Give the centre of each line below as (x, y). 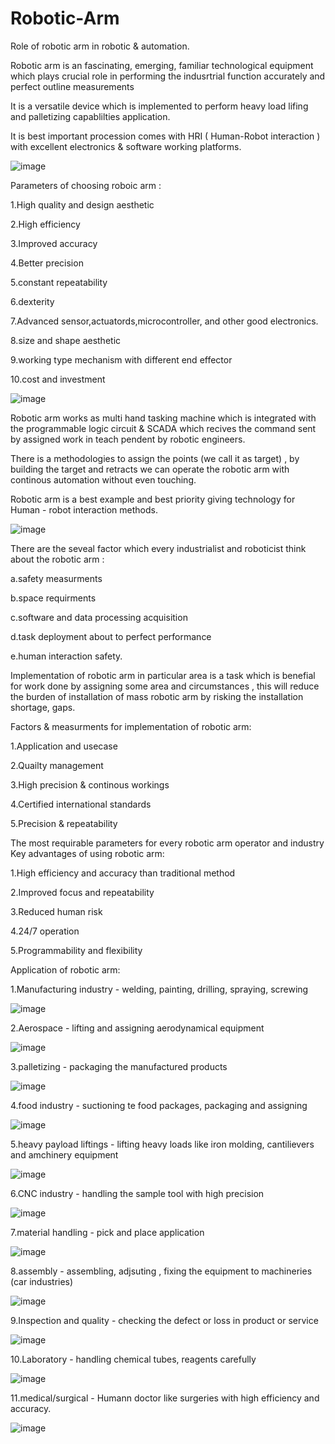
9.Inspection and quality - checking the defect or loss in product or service (164, 1320)
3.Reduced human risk (56, 911)
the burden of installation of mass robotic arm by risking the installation (157, 696)
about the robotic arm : (57, 559)
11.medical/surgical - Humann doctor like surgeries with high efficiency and (165, 1398)
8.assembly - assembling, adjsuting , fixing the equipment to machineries (161, 1271)
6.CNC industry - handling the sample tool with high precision (137, 1193)
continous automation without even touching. (103, 479)
